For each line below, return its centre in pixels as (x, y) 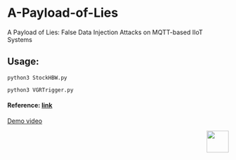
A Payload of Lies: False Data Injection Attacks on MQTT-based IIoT (105, 32)
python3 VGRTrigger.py (40, 90)
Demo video (25, 121)
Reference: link (30, 106)
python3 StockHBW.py (38, 78)
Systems (20, 39)
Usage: (24, 62)
